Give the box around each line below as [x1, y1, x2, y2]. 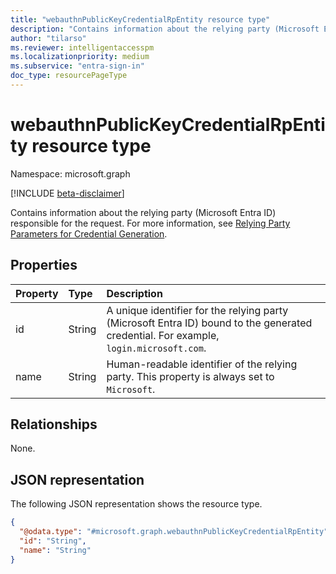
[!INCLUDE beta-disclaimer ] [10, 187, 125, 199]
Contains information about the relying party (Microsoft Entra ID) [10, 206, 277, 218]
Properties [10, 257, 78, 274]
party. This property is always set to [106, 369, 275, 383]
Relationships [10, 416, 98, 433]
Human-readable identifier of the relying [106, 357, 298, 371]
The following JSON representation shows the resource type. [10, 498, 263, 510]
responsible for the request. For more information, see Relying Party [10, 217, 291, 229]
